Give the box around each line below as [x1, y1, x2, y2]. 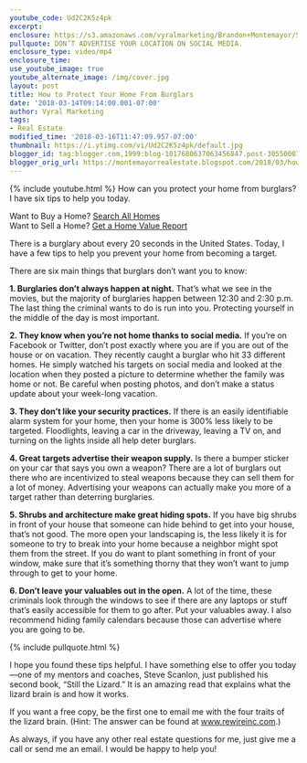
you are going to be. [9, 623, 85, 635]
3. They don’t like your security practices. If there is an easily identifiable [9, 406, 289, 417]
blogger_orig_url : [9, 157, 79, 167]
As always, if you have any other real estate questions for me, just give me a [9, 733, 297, 745]
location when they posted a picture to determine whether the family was [9, 368, 285, 379]
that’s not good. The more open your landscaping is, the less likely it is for [9, 528, 288, 539]
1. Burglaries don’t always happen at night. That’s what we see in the [9, 282, 272, 293]
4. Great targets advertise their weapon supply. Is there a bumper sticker [9, 452, 290, 463]
